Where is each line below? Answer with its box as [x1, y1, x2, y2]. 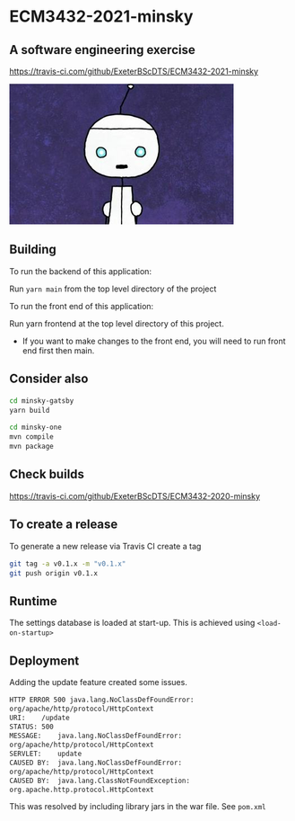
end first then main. [22, 344, 95, 356]
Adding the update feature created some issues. [9, 677, 188, 687]
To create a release [9, 517, 118, 532]
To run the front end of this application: [9, 300, 154, 311]
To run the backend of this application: [9, 265, 152, 276]
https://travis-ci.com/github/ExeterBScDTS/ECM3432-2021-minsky [9, 66, 258, 76]
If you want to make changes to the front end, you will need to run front [22, 335, 286, 346]
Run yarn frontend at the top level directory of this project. [9, 317, 224, 329]
